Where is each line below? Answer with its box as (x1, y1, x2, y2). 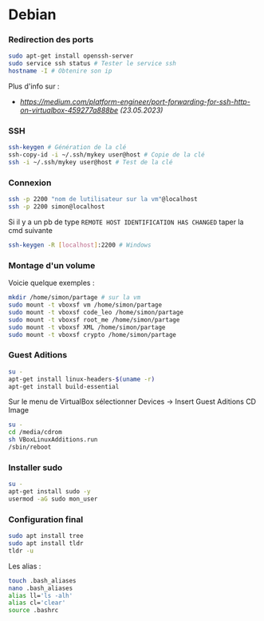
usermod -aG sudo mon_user (8, 495, 98, 503)
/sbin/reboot (8, 443, 52, 452)
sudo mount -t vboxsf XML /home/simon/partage (8, 323, 166, 331)
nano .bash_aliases (8, 584, 73, 592)
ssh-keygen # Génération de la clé (8, 144, 127, 152)
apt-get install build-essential (8, 382, 120, 390)
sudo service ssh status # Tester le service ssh (8, 60, 177, 68)
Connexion (8, 177, 52, 188)
